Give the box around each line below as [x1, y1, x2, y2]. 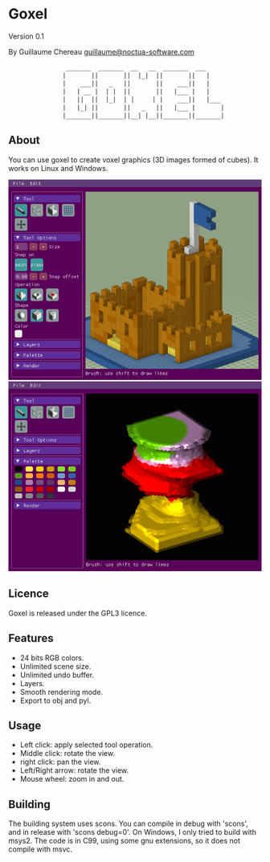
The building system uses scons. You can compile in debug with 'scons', [8, 819, 249, 828]
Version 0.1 [8, 31, 44, 41]
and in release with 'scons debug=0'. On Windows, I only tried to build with [8, 827, 257, 837]
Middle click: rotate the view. [19, 749, 115, 758]
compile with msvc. [8, 844, 73, 854]
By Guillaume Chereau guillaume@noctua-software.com [8, 47, 194, 56]
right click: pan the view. [19, 757, 101, 767]
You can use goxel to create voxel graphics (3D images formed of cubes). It [8, 154, 259, 165]
